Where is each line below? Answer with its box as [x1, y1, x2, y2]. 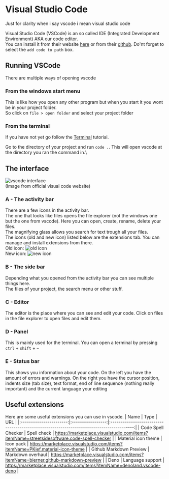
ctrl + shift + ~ [5, 345, 39, 351]
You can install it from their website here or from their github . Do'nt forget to [5, 41, 164, 47]
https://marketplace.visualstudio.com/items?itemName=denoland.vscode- [5, 462, 161, 469]
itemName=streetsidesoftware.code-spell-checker [5, 435, 112, 441]
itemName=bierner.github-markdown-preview [5, 457, 102, 463]
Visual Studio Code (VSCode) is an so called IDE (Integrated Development [5, 30, 160, 36]
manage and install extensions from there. [5, 240, 93, 246]
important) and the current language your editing [5, 385, 108, 391]
